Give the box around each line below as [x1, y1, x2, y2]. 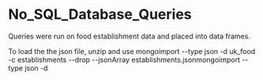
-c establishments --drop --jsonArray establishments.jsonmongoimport [8, 55, 241, 64]
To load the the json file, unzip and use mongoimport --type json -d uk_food [8, 46, 256, 56]
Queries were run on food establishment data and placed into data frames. [8, 31, 251, 41]
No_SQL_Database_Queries [8, 5, 192, 24]
